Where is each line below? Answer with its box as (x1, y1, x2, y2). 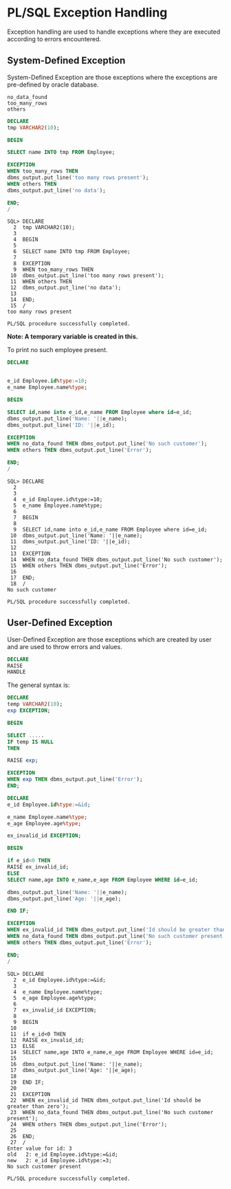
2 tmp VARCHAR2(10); (13, 224, 76, 231)
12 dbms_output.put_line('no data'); (10, 284, 122, 292)
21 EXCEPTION (10, 1091, 51, 1098)
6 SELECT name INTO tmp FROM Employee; (13, 248, 131, 255)
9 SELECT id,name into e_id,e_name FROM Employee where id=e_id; (13, 526, 208, 533)
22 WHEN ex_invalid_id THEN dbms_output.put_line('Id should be (10, 1097, 201, 1104)
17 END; (10, 574, 36, 581)
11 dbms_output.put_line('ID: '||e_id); (10, 538, 131, 545)
